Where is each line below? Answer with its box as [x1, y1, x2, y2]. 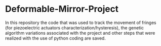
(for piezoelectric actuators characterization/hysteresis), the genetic [5, 24, 144, 30]
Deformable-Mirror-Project [5, 3, 119, 15]
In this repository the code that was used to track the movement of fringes [5, 20, 157, 25]
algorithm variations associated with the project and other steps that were [5, 30, 156, 36]
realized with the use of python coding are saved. [5, 35, 106, 41]
